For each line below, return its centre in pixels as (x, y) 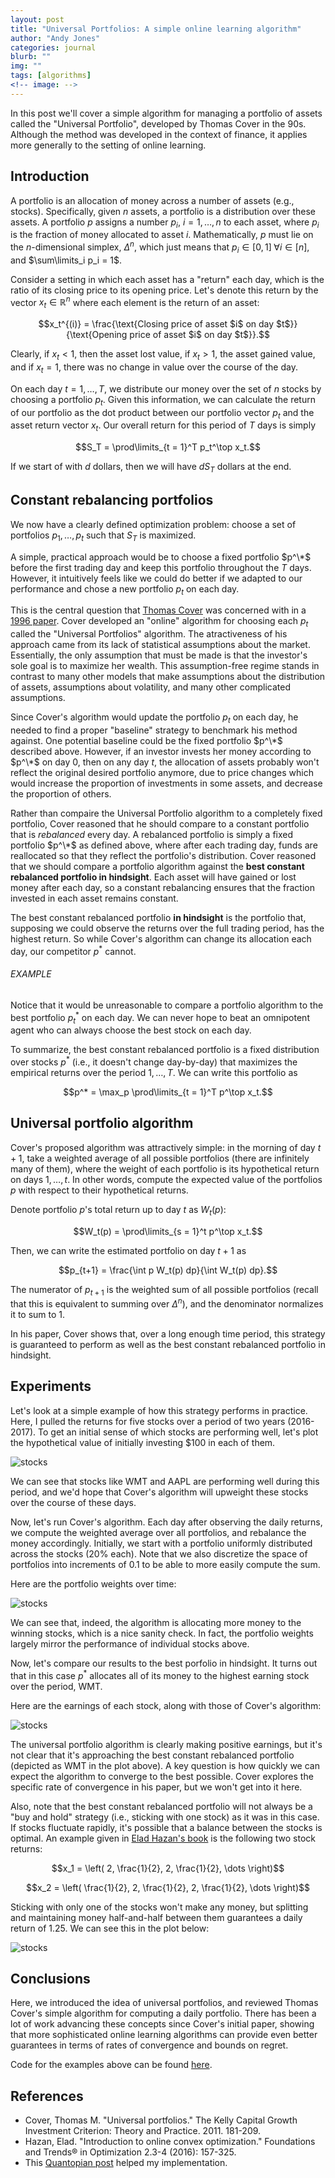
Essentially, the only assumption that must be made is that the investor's (159, 655)
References (47, 2096)
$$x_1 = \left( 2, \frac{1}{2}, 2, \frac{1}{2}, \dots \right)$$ (168, 1868)
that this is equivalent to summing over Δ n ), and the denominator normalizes (167, 1303)
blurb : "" (31, 57)
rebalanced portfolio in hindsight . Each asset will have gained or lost (153, 877)
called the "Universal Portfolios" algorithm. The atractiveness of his (149, 634)
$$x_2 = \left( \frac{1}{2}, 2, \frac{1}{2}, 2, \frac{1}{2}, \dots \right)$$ (168, 1887)
